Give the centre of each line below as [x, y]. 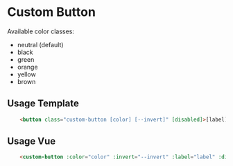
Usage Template [43, 104]
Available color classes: [41, 31]
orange [27, 67]
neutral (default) [40, 44]
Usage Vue [32, 141]
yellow [26, 74]
